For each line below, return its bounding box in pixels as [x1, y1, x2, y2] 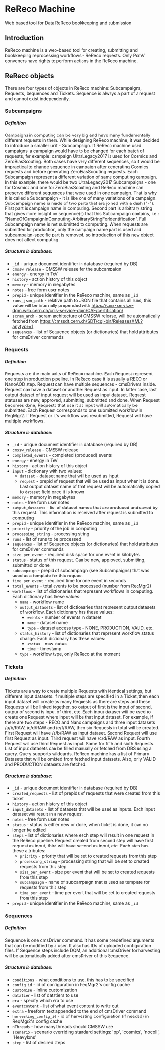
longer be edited [12, 827, 46, 833]
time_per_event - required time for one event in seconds [12, 578, 126, 584]
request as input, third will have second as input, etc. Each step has [12, 843, 149, 848]
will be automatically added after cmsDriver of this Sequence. [5, 953, 130, 959]
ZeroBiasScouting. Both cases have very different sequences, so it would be [5, 159, 160, 165]
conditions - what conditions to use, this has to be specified [12, 977, 135, 982]
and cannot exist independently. [5, 95, 70, 102]
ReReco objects [5, 72, 54, 80]
